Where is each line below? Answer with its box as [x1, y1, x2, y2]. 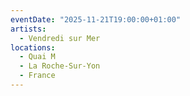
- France [19, 71, 56, 81]
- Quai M [19, 52, 56, 62]
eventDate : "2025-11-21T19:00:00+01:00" [10, 14, 182, 25]
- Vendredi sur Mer [19, 33, 101, 43]
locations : [10, 42, 56, 53]
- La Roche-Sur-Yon [19, 61, 101, 71]
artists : [10, 24, 47, 34]
